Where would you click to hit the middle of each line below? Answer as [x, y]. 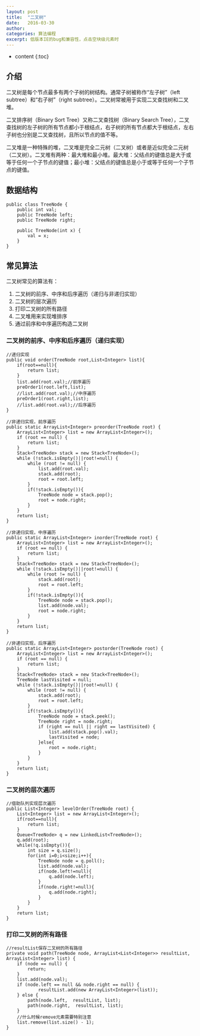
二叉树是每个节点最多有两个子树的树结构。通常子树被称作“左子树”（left [93, 92]
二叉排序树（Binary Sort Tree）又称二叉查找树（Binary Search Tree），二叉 [98, 119]
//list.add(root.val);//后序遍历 [57, 405]
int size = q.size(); [54, 851]
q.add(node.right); [73, 892]
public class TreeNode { [37, 204]
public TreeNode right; [46, 220]
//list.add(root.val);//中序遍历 [57, 393]
